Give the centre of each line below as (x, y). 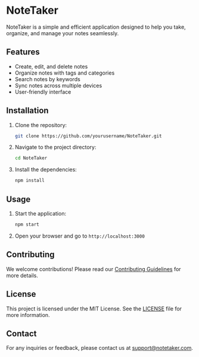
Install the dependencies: (46, 170)
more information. (28, 315)
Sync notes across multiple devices (58, 85)
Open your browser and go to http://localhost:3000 (80, 236)
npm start (27, 224)
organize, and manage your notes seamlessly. (63, 33)
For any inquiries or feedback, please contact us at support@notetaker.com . (100, 348)
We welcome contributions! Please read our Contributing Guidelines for (94, 269)
